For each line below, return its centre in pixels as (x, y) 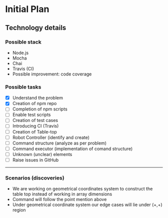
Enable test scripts (31, 115)
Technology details (36, 28)
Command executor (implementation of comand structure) (72, 148)
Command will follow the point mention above (59, 199)
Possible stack (23, 42)
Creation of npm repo (34, 103)
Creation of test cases (35, 120)
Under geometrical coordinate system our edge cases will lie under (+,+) (87, 205)
